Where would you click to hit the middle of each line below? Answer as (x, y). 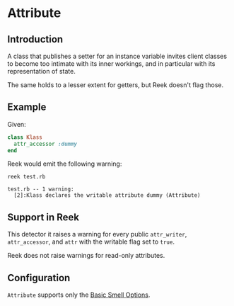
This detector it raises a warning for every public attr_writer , (97, 234)
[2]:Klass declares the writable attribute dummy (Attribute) (107, 195)
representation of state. (41, 71)
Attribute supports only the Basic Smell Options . (79, 295)
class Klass (25, 137)
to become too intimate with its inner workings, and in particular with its (111, 64)
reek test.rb (27, 177)
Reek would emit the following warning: (65, 164)
